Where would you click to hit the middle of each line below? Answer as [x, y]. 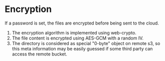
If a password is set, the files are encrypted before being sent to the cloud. [82, 23]
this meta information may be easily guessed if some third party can [82, 48]
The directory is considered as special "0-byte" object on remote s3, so [86, 43]
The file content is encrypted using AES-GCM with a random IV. [78, 38]
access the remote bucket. [39, 54]
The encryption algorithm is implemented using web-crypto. [74, 32]
